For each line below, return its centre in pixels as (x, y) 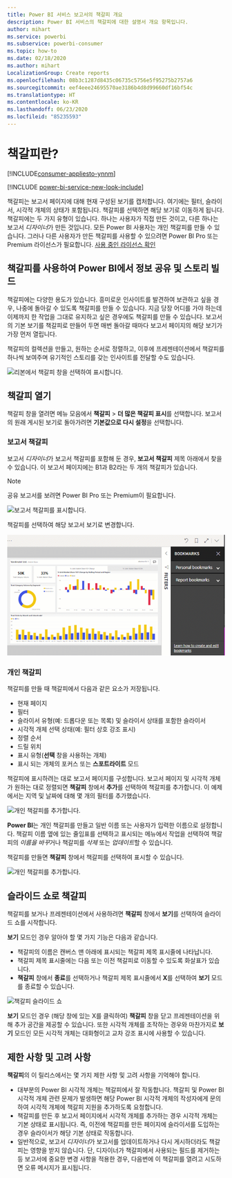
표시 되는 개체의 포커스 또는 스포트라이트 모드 (78, 764)
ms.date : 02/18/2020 (37, 59)
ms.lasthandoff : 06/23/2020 (48, 110)
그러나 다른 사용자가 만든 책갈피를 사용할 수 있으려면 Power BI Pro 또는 (123, 236)
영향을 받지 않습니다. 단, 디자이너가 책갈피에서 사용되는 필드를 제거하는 (125, 1150)
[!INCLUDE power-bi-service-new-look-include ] (75, 187)
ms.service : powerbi (37, 37)
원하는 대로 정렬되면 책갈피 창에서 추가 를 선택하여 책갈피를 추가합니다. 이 (112, 787)
